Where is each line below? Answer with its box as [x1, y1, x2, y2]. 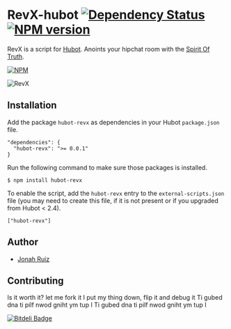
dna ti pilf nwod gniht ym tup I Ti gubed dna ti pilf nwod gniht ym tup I [7, 300, 207, 309]
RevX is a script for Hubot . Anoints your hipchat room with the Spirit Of [7, 45, 210, 53]
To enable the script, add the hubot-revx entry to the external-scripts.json [7, 189, 225, 197]
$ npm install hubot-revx [7, 176, 82, 184]
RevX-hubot [7, 7, 79, 23]
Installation [7, 100, 57, 112]
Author [7, 236, 38, 248]
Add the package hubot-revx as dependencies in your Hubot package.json [7, 118, 220, 126]
